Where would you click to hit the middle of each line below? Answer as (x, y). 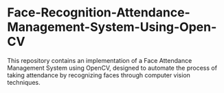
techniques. (24, 82)
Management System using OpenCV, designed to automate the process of (112, 68)
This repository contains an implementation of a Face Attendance (100, 60)
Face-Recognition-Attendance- (99, 13)
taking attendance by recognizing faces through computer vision (99, 75)
